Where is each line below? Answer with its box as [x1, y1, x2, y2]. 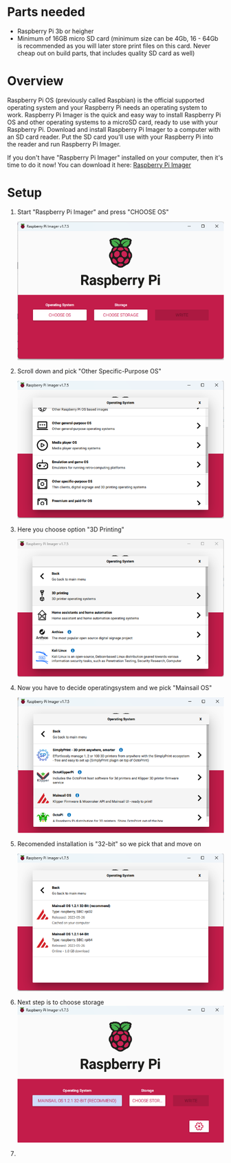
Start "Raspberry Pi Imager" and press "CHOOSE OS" [16, 208, 169, 216]
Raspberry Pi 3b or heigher [16, 27, 94, 35]
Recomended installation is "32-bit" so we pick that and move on [16, 839, 201, 848]
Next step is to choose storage [16, 998, 104, 1006]
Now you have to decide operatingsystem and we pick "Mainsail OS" [16, 684, 212, 692]
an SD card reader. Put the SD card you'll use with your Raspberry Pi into [7, 133, 214, 141]
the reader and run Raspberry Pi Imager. [7, 139, 122, 148]
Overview [7, 73, 64, 89]
